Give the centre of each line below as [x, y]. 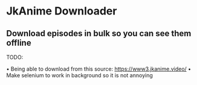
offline [19, 42]
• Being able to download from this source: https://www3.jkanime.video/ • [99, 69]
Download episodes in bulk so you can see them [99, 33]
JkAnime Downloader [62, 11]
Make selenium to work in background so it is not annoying [79, 75]
